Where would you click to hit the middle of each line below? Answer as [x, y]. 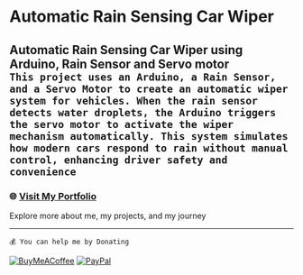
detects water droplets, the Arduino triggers [143, 112]
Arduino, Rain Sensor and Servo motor [119, 64]
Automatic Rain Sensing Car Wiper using [126, 50]
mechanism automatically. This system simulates [149, 136]
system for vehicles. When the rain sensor [134, 101]
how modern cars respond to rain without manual [149, 148]
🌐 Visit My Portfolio [53, 196]
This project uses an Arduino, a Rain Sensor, [143, 77]
